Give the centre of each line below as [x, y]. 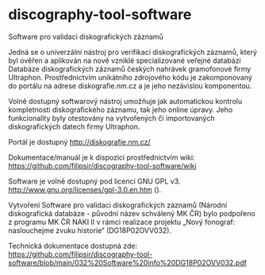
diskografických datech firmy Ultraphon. [74, 126]
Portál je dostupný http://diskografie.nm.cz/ [79, 141]
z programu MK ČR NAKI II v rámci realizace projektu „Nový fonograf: [122, 222]
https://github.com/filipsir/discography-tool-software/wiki [102, 165]
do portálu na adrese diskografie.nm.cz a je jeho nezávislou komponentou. [130, 86]
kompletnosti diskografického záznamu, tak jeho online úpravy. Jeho [121, 110]
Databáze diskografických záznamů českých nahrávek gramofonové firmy [130, 68]
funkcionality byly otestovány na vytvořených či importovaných [111, 118]
